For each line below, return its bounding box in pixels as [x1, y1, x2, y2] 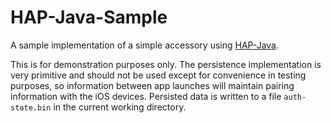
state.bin [10, 102, 52, 113]
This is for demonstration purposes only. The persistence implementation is [10, 58, 322, 70]
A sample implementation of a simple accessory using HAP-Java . [10, 39, 280, 51]
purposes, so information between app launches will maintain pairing [10, 79, 295, 91]
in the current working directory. [53, 101, 187, 113]
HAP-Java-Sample [10, 6, 168, 29]
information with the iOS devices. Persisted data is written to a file [10, 90, 282, 102]
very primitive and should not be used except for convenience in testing [10, 69, 307, 81]
